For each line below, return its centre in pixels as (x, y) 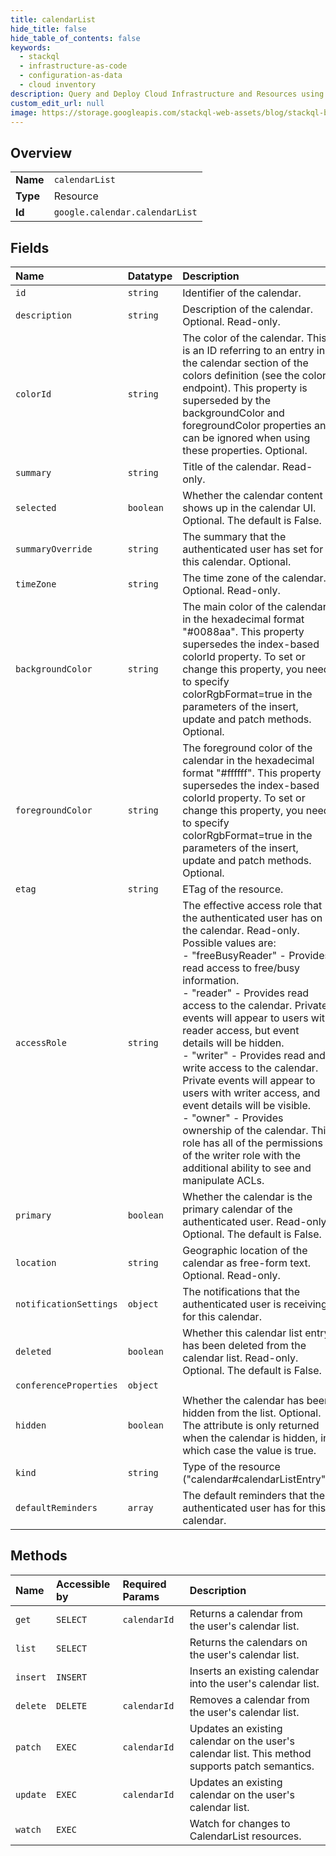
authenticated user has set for (253, 549)
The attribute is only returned (251, 1425)
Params (141, 1596)
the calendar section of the (245, 363)
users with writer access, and (251, 1093)
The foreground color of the (247, 748)
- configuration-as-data (71, 76)
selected (36, 507)
